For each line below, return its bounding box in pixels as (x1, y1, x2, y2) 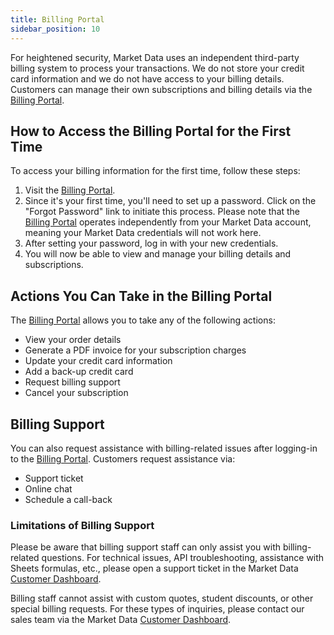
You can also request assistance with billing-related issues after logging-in (10, 442, 318, 454)
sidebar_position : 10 (10, 24, 101, 34)
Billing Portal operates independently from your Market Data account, (24, 216, 312, 228)
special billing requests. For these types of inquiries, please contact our (10, 603, 305, 615)
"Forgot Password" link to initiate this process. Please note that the (24, 206, 301, 218)
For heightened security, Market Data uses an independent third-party (10, 51, 300, 63)
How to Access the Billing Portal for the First (10, 122, 292, 140)
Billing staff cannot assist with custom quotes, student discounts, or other (10, 592, 314, 605)
